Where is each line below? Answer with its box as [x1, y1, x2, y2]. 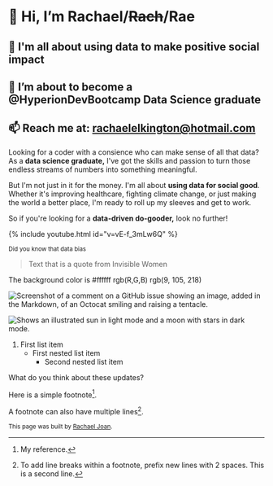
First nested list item [32, 348, 101, 357]
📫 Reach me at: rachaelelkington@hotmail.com [8, 121, 256, 135]
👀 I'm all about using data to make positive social [8, 40, 260, 54]
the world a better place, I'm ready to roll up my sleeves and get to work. [8, 197, 252, 207]
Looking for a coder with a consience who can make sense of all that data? [8, 147, 260, 157]
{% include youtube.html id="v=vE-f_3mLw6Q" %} [8, 229, 179, 239]
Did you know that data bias [8, 244, 87, 253]
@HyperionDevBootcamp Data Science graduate [8, 93, 262, 107]
